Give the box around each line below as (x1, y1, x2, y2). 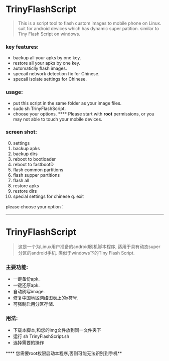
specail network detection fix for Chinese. (13, 71, 100, 77)
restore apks (13, 182, 39, 189)
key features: (6, 43, 39, 50)
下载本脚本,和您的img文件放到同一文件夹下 (13, 327, 102, 333)
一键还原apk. (13, 282, 40, 288)
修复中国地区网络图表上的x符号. (13, 295, 79, 301)
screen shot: (6, 129, 37, 136)
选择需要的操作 (13, 340, 44, 346)
